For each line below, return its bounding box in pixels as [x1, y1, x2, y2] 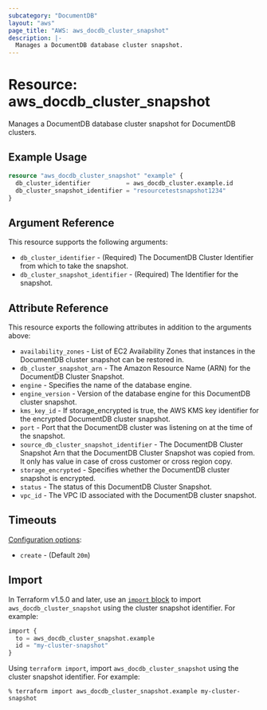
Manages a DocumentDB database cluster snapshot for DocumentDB [8, 119, 237, 128]
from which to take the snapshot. [19, 261, 129, 271]
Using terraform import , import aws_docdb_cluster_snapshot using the [8, 664, 239, 673]
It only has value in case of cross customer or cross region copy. [19, 456, 233, 466]
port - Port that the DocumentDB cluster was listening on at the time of [19, 423, 253, 432]
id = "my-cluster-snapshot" [15, 641, 109, 650]
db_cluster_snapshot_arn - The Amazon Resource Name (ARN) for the [19, 364, 251, 373]
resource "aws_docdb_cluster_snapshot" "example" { [8, 172, 183, 179]
